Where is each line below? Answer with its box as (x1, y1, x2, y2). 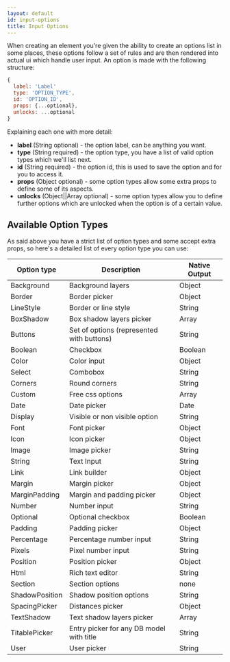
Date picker (69, 401, 106, 410)
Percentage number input (69, 534, 152, 544)
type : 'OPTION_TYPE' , (13, 90, 75, 97)
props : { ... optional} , (13, 102, 78, 109)
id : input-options (7, 16, 60, 23)
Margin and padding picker (69, 490, 156, 499)
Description (101, 265, 141, 274)
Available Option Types (7, 219, 108, 230)
